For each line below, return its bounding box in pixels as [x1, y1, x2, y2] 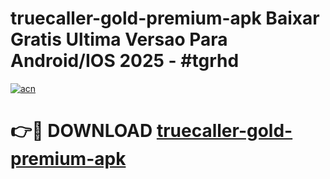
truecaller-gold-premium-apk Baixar [10, 7, 320, 30]
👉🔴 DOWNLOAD [10, 120, 153, 142]
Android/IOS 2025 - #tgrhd [10, 50, 240, 72]
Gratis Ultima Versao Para [10, 28, 228, 51]
